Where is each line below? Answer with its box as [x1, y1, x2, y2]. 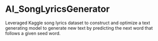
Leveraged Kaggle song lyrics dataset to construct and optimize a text [5, 20, 150, 26]
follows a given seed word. [5, 30, 61, 36]
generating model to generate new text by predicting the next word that [5, 25, 153, 31]
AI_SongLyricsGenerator [5, 3, 110, 15]
